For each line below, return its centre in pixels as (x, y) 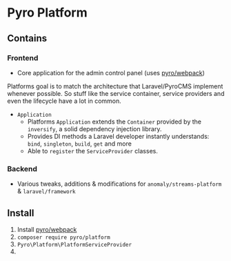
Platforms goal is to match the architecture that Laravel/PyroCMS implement (115, 86)
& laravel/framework (46, 191)
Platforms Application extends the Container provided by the (114, 122)
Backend (22, 168)
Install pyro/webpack (47, 229)
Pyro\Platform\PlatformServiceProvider (74, 244)
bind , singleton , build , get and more (80, 144)
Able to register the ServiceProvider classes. (93, 151)
